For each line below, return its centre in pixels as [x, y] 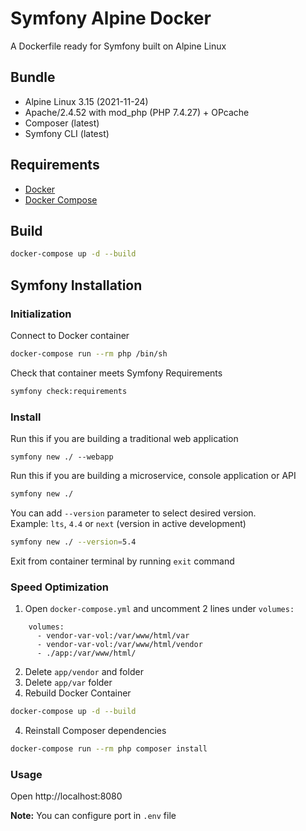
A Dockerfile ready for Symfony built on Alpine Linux [118, 46]
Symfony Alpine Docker [111, 18]
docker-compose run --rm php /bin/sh [89, 353]
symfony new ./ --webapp [62, 457]
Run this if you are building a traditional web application [124, 438]
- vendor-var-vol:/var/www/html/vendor [119, 645]
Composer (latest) [62, 123]
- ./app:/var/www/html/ [86, 653]
